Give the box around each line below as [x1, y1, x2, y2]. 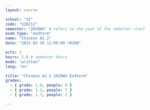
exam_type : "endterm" [5, 31, 52, 36]
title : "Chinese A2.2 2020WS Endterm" [5, 73, 88, 78]
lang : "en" [5, 64, 29, 69]
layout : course [5, 7, 38, 13]
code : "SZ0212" [5, 21, 38, 27]
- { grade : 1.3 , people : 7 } [10, 87, 72, 93]
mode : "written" [5, 59, 40, 64]
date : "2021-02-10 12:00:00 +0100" [5, 40, 81, 46]
